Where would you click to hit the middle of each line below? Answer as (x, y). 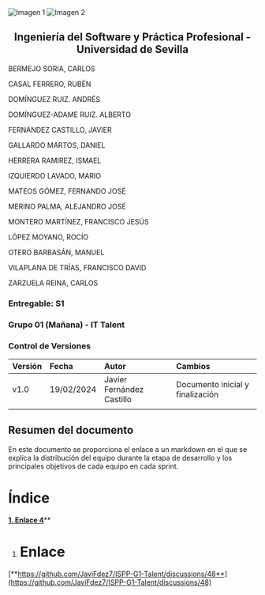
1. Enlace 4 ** (30, 520)
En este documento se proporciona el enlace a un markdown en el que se (128, 449)
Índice (29, 498)
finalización (198, 394)
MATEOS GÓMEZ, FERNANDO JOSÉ (67, 191)
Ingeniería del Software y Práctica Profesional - (132, 38)
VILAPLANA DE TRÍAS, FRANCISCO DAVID (77, 267)
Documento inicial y (213, 384)
